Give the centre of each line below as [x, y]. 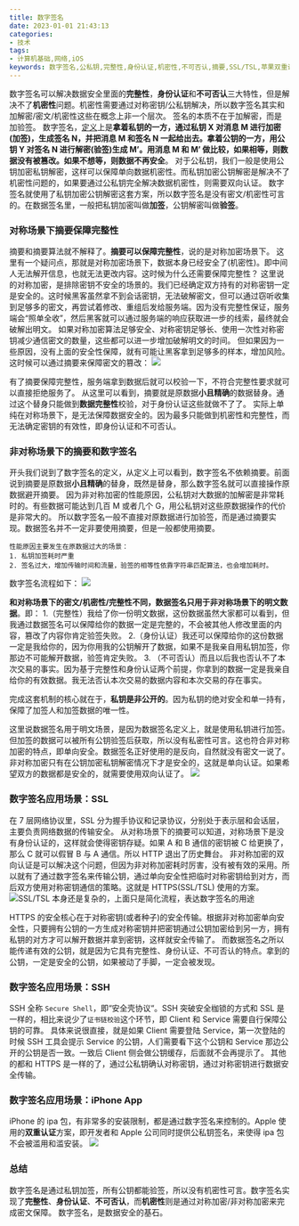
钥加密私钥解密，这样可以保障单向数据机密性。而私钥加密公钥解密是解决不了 [149, 171]
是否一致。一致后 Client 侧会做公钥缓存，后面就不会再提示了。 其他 [163, 1053]
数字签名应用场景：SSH [60, 987]
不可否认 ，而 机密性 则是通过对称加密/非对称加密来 [186, 1201]
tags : [19, 51]
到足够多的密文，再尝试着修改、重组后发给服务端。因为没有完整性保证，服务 [149, 307]
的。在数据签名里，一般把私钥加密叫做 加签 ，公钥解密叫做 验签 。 [126, 205]
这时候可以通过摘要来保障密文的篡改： [79, 363]
